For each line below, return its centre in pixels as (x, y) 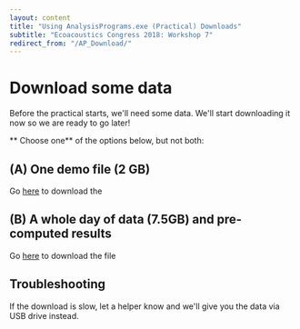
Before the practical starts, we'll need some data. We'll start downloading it (150, 114)
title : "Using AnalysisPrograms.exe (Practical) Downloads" (126, 26)
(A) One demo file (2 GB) (80, 169)
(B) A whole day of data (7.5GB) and (112, 219)
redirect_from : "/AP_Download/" (70, 43)
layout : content (40, 18)
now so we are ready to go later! (70, 123)
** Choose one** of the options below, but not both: (107, 141)
